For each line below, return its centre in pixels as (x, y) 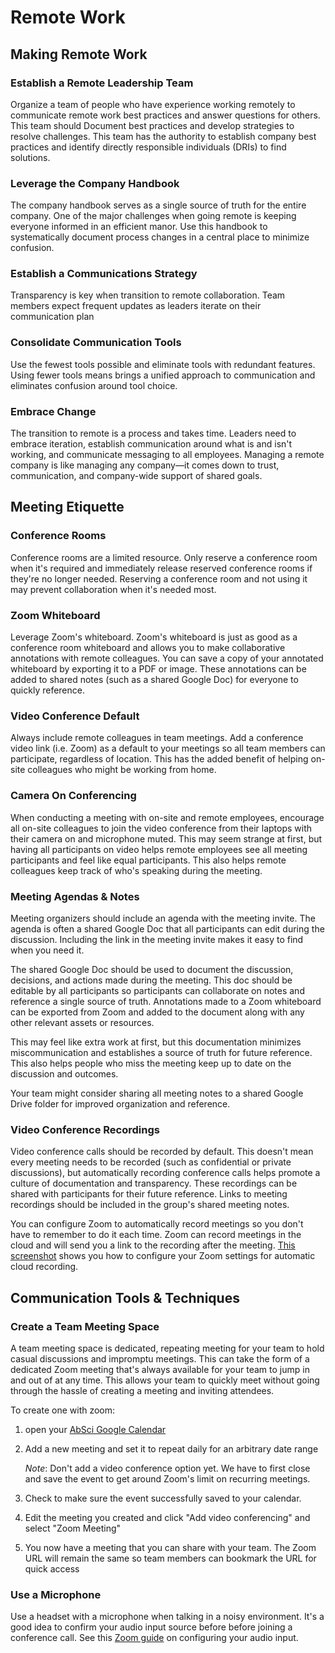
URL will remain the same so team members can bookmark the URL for (170, 1558)
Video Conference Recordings (85, 1129)
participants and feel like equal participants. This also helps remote (148, 860)
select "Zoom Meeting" (73, 1528)
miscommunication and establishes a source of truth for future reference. (161, 1052)
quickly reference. (47, 690)
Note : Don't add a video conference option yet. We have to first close (167, 1468)
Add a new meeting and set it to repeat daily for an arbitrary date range (171, 1448)
